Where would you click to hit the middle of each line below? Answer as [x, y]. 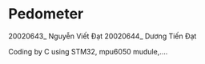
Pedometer [46, 14]
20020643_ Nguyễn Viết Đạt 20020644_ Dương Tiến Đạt [102, 36]
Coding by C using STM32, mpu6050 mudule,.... [88, 51]
